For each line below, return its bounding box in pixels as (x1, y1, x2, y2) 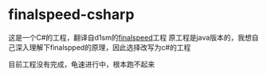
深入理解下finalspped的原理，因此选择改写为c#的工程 (14, 42, 191, 52)
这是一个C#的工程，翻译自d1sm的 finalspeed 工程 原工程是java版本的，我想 (8, 32, 252, 42)
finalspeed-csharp (8, 6, 135, 24)
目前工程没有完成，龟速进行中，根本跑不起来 (8, 59, 155, 69)
